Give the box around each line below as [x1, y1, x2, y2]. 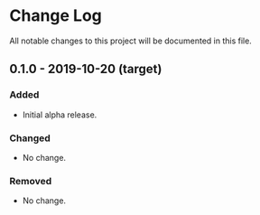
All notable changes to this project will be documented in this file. [9, 35, 253, 46]
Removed [9, 174, 52, 187]
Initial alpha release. [22, 109, 97, 120]
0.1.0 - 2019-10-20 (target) [9, 61, 162, 77]
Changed [9, 132, 51, 145]
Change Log [9, 5, 102, 26]
